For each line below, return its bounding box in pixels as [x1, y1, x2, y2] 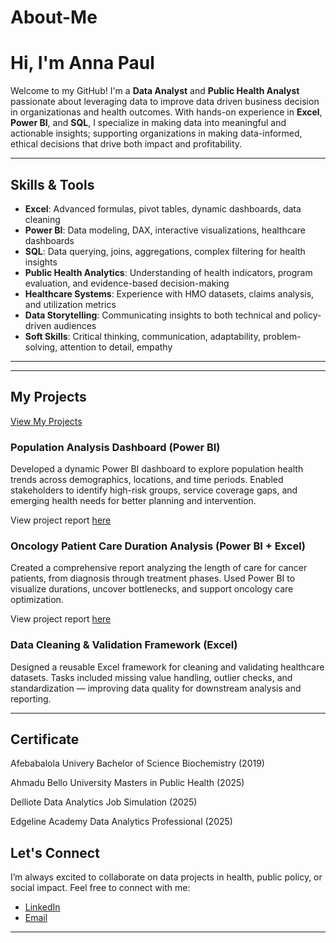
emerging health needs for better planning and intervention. [10, 495, 257, 507]
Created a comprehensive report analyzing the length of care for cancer [10, 562, 308, 574]
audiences [53, 319, 97, 331]
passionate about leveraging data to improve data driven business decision [10, 96, 320, 108]
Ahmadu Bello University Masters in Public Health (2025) [10, 777, 245, 789]
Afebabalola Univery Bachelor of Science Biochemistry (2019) [10, 757, 265, 770]
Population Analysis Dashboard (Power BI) [10, 440, 221, 454]
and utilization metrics [24, 298, 117, 310]
